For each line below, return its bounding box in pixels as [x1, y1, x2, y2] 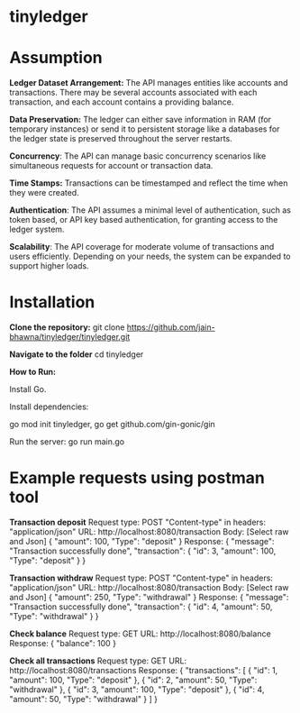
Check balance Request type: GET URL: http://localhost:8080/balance [9, 628, 272, 639]
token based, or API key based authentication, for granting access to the [9, 215, 278, 225]
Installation [9, 292, 95, 313]
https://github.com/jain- [126, 322, 215, 333]
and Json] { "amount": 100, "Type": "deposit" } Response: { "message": [9, 536, 275, 546]
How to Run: [9, 367, 57, 378]
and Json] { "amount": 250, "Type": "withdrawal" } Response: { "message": [9, 592, 289, 602]
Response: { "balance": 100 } [9, 638, 117, 648]
